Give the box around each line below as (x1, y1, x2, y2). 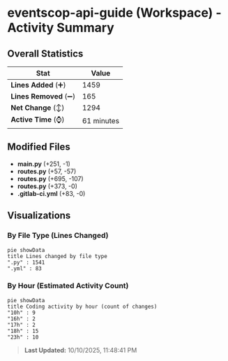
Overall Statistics (7, 48, 84, 59)
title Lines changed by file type (7, 253, 108, 260)
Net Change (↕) (10, 103, 65, 113)
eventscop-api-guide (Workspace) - (7, 5, 222, 21)
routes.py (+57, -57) (17, 167, 77, 176)
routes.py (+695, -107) (17, 174, 84, 183)
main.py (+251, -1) (17, 160, 71, 168)
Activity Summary (7, 20, 115, 36)
